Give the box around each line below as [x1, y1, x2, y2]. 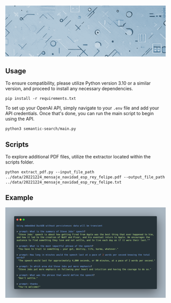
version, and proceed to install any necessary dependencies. [5, 86, 133, 92]
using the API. [5, 116, 35, 122]
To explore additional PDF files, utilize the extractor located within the [5, 154, 151, 160]
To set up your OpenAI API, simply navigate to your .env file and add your [5, 105, 159, 111]
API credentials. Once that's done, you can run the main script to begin [5, 111, 154, 117]
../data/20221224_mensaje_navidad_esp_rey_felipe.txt [5, 180, 122, 185]
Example [5, 194, 34, 202]
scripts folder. [5, 159, 35, 166]
